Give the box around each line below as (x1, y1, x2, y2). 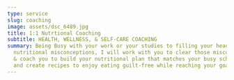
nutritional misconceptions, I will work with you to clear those (13, 49, 210, 56)
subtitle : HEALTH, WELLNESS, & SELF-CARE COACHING (7, 36, 157, 43)
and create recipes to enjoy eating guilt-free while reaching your (13, 62, 217, 69)
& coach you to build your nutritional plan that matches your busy (13, 56, 217, 63)
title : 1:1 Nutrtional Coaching (7, 29, 101, 37)
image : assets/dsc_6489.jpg (7, 23, 89, 30)
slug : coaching (7, 17, 52, 24)
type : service (7, 10, 49, 17)
